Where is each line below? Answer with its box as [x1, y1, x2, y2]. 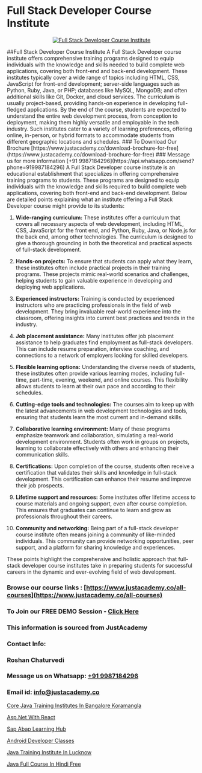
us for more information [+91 [7, 157, 78, 164]
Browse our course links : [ [7, 583, 87, 592]
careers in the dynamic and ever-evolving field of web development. [7, 568, 176, 576]
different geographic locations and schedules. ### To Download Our [7, 138, 177, 145]
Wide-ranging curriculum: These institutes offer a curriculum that [15, 214, 180, 221]
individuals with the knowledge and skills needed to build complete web [7, 61, 185, 68]
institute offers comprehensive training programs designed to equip [7, 54, 174, 62]
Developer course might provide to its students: [7, 202, 125, 209]
